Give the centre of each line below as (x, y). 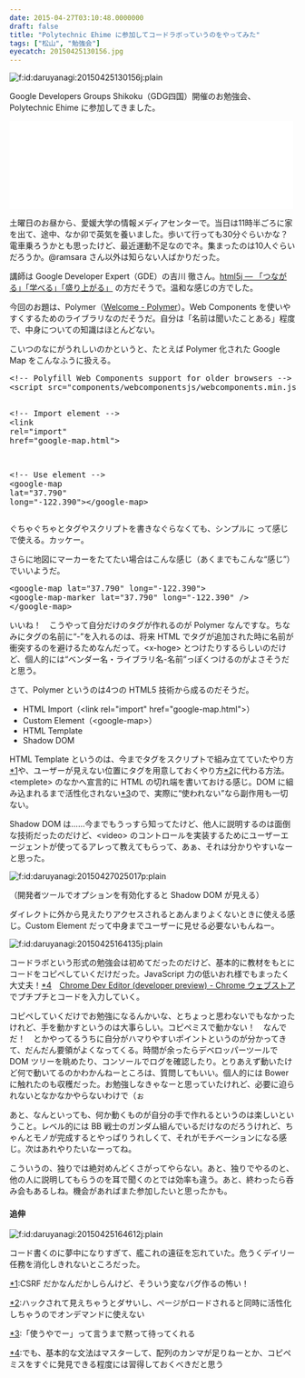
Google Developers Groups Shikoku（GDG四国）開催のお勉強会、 (133, 96)
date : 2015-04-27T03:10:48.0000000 (77, 18)
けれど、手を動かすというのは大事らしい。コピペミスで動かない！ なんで (148, 1027)
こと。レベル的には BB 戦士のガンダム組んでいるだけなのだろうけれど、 (151, 1126)
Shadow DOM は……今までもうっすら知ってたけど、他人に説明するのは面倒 (150, 824)
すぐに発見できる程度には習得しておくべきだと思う (128, 1364)
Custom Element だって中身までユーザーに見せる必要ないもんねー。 (152, 926)
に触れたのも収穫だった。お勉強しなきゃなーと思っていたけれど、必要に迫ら (152, 1084)
